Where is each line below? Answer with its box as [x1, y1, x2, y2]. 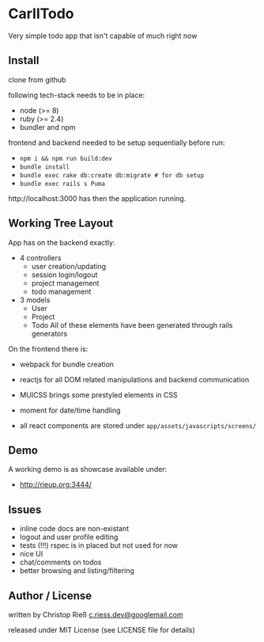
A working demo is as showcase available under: [8, 465, 168, 474]
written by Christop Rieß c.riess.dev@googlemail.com [8, 610, 183, 619]
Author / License [8, 589, 92, 602]
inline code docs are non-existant [19, 524, 129, 534]
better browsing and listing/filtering [19, 566, 134, 576]
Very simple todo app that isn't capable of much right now [8, 31, 198, 40]
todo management [31, 287, 92, 296]
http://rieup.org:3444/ [19, 480, 92, 489]
